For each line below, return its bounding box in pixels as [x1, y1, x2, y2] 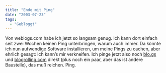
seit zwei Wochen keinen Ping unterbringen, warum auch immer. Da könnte [5, 41, 161, 47]
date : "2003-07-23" [5, 12, 46, 17]
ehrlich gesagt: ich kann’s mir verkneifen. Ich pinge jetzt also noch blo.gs [5, 51, 156, 57]
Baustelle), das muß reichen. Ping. [5, 62, 76, 68]
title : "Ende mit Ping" [5, 7, 55, 13]
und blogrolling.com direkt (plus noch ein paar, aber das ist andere [5, 56, 143, 63]
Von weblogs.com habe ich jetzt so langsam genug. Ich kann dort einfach [5, 35, 157, 41]
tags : [5, 17, 17, 22]
